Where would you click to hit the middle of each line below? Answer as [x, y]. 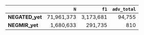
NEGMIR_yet [23, 25]
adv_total [124, 9]
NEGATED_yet [25, 17]
